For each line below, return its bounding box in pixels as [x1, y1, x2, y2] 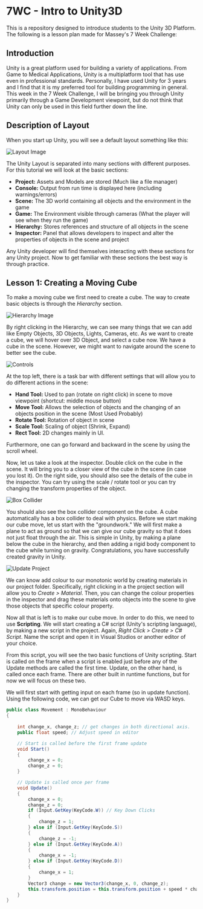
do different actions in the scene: [6, 379, 89, 386]
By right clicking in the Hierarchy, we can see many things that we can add [6, 323, 192, 331]
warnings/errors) [14, 190, 57, 198]
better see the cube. [6, 349, 57, 357]
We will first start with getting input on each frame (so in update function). [6, 689, 190, 696]
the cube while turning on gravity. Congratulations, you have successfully [6, 547, 190, 554]
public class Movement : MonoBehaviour [6, 707, 107, 713]
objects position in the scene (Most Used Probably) [14, 410, 143, 418]
